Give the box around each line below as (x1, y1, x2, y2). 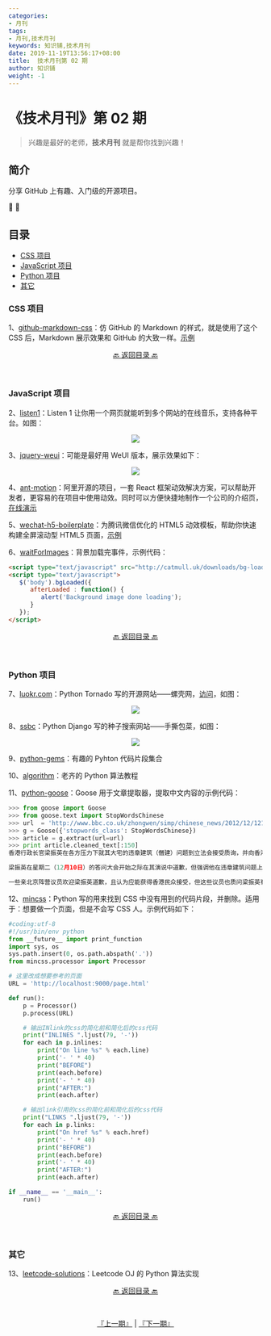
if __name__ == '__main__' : (8, 1188, 103, 1196)
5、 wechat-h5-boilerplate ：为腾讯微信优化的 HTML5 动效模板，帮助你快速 (8, 520, 256, 530)
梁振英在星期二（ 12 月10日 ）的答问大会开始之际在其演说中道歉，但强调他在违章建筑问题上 (8, 864, 264, 872)
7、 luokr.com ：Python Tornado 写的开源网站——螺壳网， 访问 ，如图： (8, 689, 242, 699)
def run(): (8, 994, 45, 1002)
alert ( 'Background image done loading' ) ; (40, 593, 182, 601)
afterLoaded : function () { (29, 586, 125, 594)
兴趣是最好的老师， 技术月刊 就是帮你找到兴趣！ (27, 137, 186, 147)
